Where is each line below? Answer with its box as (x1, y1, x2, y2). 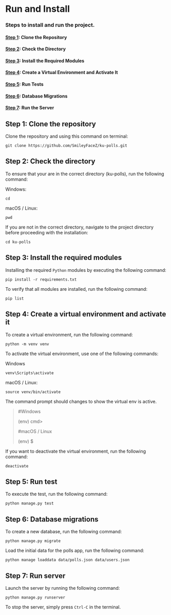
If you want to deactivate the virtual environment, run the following (5, 448, 146, 454)
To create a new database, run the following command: (5, 529, 122, 535)
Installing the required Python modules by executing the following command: (5, 267, 167, 273)
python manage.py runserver (5, 594, 66, 600)
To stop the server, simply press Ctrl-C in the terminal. (5, 604, 121, 610)
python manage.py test (5, 501, 54, 506)
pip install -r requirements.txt (5, 277, 77, 282)
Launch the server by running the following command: (5, 585, 120, 591)
